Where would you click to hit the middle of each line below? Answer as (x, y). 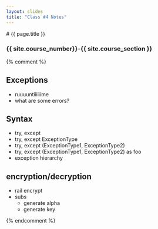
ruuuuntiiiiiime (31, 94)
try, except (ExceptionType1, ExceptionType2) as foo (78, 152)
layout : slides (25, 11)
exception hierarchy (39, 158)
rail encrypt (28, 191)
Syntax (19, 119)
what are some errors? (42, 100)
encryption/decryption (49, 176)
